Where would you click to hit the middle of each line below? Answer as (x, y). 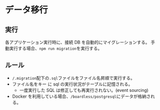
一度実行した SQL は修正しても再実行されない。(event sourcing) (84, 90)
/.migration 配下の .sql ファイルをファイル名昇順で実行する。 (73, 78)
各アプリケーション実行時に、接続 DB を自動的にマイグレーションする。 (77, 42)
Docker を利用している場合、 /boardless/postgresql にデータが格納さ (81, 96)
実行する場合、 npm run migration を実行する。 (56, 48)
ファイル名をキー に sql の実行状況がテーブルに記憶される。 (72, 84)
